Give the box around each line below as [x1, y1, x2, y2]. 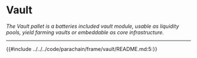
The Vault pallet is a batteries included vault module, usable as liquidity [6, 23, 179, 30]
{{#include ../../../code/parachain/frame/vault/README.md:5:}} [6, 45, 158, 52]
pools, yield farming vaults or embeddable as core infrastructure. [6, 28, 164, 35]
